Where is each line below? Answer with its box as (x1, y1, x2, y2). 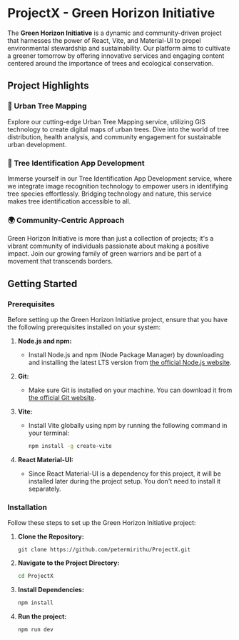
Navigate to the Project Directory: (17, 559, 120, 567)
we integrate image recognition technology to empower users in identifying (7, 181, 228, 190)
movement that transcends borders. (7, 257, 113, 266)
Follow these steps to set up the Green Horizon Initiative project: (7, 519, 196, 527)
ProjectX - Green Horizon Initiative (7, 5, 215, 21)
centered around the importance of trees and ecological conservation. (7, 59, 214, 67)
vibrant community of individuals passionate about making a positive (7, 241, 209, 251)
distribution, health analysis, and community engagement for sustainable (7, 132, 222, 141)
